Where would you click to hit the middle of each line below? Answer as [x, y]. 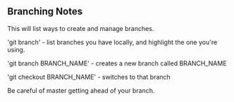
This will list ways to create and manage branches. [81, 28]
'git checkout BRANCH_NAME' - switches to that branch [89, 77]
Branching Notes [45, 12]
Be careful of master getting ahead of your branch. [81, 90]
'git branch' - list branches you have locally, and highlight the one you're [112, 42]
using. [16, 49]
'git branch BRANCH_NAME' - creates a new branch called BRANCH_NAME [117, 63]
